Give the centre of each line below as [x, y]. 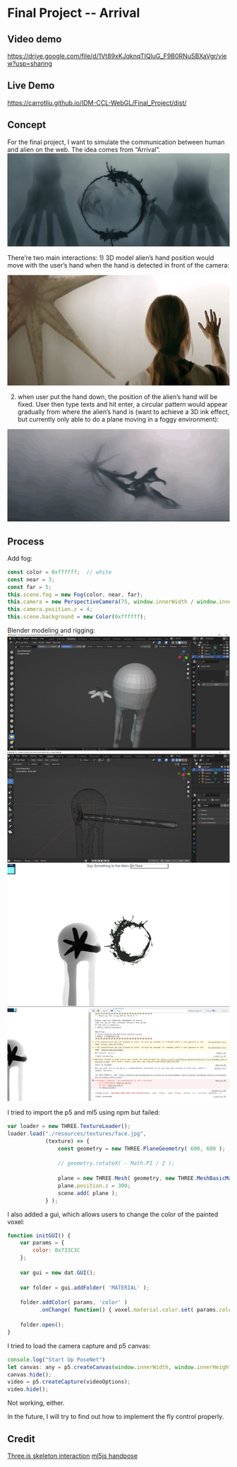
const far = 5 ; [30, 587]
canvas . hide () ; [30, 1374]
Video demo [35, 39]
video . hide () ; [28, 1389]
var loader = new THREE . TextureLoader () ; [69, 1126]
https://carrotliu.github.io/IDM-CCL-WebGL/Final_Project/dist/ [97, 102]
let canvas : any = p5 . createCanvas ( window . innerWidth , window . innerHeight [120, 1367]
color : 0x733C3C [56, 1251]
